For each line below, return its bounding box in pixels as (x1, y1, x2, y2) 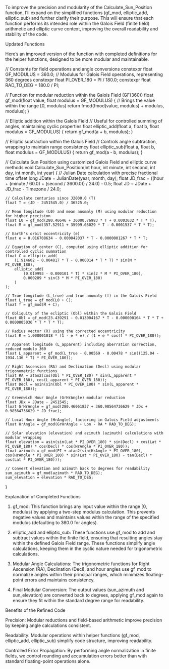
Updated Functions (5, 41, 45, 47)
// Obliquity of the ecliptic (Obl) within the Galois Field (5, 311, 137, 316)
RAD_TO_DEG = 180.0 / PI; (5, 82, 60, 88)
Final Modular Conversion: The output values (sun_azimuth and (12, 587, 144, 593)
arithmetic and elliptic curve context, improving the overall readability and (5, 26, 158, 32)
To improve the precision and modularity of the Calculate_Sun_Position (5, 5, 152, 10)
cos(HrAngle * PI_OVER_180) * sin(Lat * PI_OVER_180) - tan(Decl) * (5, 453, 152, 458)
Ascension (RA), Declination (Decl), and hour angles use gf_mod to (12, 566, 152, 572)
